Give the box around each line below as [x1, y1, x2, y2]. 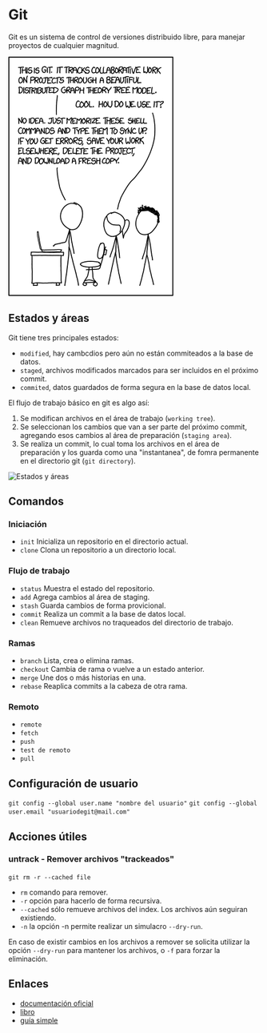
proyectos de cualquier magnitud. [8, 40, 120, 50]
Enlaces [8, 977, 50, 991]
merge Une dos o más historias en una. [19, 673, 146, 682]
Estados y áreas [8, 312, 90, 325]
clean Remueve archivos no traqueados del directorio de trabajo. [19, 617, 234, 627]
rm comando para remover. [19, 887, 109, 897]
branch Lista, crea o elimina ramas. [19, 656, 134, 665]
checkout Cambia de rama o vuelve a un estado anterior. [19, 665, 205, 674]
